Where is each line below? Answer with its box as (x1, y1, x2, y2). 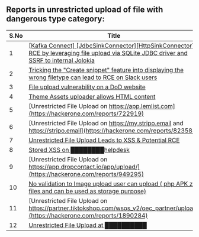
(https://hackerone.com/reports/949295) (28, 170, 144, 178)
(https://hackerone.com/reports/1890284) (28, 211, 148, 219)
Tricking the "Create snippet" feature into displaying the (28, 66, 184, 74)
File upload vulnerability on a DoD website (28, 83, 146, 91)
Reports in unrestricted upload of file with (6, 5, 163, 15)
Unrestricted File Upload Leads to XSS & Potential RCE (28, 136, 180, 144)
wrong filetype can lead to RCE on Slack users (28, 73, 158, 82)
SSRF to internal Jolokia (28, 56, 95, 64)
